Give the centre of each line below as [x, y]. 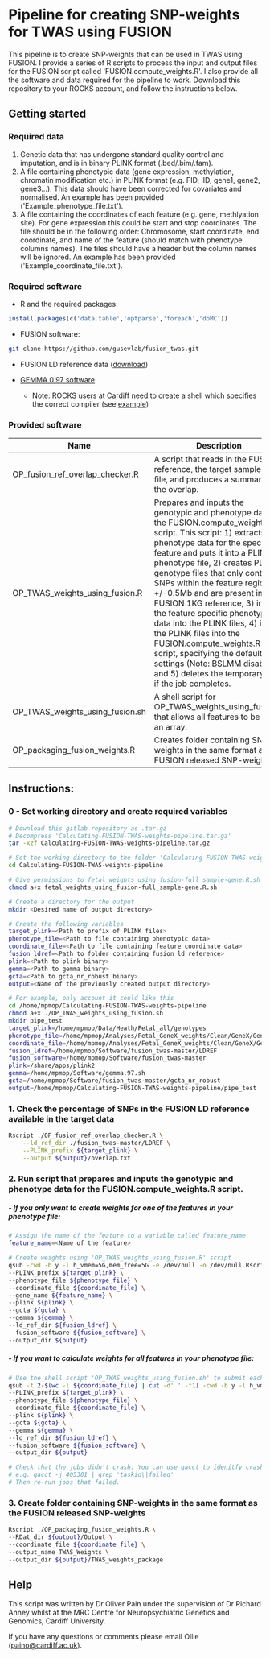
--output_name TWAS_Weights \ [59, 1552]
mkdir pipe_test [35, 1021]
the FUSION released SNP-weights [77, 1513]
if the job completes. [192, 684]
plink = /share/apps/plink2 [51, 1066]
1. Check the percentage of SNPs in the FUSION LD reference [129, 1109]
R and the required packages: [69, 304]
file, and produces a [191, 479]
